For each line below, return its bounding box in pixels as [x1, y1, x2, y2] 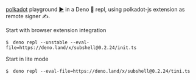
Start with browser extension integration [5, 27, 107, 33]
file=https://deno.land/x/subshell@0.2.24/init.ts [5, 45, 137, 51]
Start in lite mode [5, 55, 49, 62]
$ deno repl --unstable [5, 39, 68, 45]
